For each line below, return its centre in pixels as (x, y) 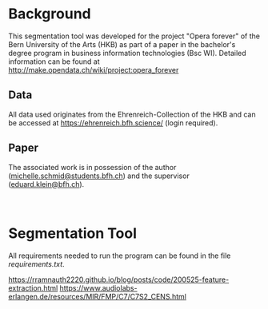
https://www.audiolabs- (98, 287)
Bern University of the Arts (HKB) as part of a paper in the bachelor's (122, 44)
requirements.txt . (37, 263)
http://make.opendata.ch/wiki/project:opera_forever (94, 69)
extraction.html (33, 287)
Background (50, 14)
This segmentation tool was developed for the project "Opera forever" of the (134, 36)
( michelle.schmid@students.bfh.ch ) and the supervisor (99, 176)
